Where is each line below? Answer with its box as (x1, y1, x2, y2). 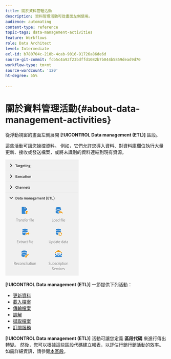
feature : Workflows (5, 35, 47, 41)
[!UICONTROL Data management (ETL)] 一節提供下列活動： (5, 281, 133, 287)
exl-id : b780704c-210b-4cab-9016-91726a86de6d (5, 51, 106, 56)
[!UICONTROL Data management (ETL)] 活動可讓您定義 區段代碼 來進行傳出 (5, 335, 166, 341)
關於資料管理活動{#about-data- (5, 103, 140, 115)
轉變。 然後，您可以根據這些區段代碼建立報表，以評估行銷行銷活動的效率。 (5, 342, 164, 348)
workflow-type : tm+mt (5, 62, 52, 68)
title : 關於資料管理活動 (5, 8, 52, 13)
